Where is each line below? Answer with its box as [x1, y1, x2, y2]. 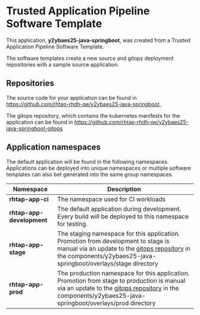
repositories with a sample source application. [6, 61, 119, 68]
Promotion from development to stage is [57, 237, 170, 245]
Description [107, 185, 141, 193]
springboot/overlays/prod [57, 299, 129, 307]
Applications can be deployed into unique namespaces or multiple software [6, 164, 192, 172]
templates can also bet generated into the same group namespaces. [6, 170, 174, 178]
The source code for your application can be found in [6, 94, 137, 101]
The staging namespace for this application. [57, 229, 180, 237]
